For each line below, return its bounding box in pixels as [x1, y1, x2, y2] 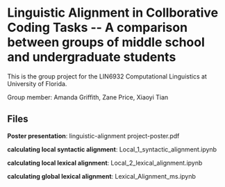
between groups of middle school [7, 35, 205, 50]
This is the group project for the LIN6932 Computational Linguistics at [7, 72, 207, 81]
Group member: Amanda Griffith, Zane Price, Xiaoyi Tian [7, 92, 169, 101]
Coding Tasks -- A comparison [7, 19, 188, 35]
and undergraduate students [7, 49, 176, 65]
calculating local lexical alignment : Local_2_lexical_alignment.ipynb [7, 158, 203, 167]
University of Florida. [7, 79, 67, 88]
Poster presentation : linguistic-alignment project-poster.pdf [7, 131, 180, 140]
